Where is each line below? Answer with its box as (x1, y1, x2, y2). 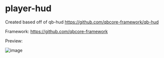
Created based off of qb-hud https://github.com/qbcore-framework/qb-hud (5, 19, 159, 25)
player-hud (5, 3, 52, 14)
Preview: (5, 38, 23, 44)
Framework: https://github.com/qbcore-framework (5, 28, 108, 34)
